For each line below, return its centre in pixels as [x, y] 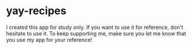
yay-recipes [36, 11]
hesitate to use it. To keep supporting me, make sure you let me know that [96, 33]
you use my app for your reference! [49, 40]
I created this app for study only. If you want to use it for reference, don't [95, 27]
